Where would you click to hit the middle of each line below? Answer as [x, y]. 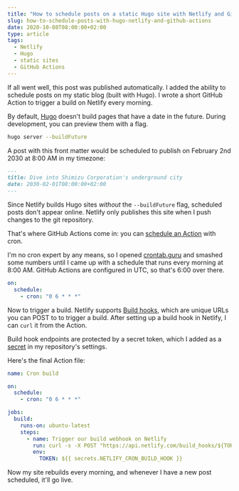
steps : [30, 432]
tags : [15, 41]
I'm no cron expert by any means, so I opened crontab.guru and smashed [115, 255]
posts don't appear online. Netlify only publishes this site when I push [109, 212]
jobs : [15, 413]
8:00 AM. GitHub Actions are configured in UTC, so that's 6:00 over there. [116, 270]
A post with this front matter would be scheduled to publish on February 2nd [119, 150]
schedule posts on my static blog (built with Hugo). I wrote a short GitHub [115, 95]
